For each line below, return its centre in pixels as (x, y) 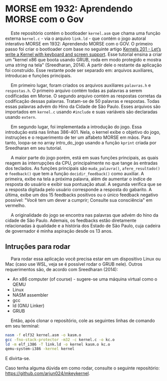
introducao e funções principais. (38, 75)
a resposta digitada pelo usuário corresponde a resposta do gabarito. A (79, 189)
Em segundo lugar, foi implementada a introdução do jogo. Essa (76, 127)
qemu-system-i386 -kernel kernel (40, 349)
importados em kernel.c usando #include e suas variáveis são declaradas (82, 112)
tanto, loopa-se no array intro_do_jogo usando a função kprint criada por (81, 142)
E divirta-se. (18, 359)
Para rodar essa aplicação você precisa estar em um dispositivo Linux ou (86, 259)
